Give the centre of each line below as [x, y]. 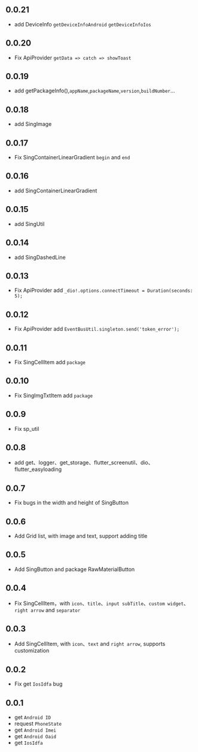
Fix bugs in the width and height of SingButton [71, 503]
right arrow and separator [47, 610]
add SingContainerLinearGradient [56, 191]
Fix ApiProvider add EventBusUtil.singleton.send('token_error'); [97, 329]
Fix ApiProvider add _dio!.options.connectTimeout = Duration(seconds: [103, 291]
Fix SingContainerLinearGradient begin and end [72, 158]
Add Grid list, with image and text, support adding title [81, 536]
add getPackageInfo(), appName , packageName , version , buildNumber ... [95, 91]
